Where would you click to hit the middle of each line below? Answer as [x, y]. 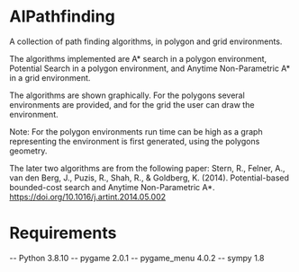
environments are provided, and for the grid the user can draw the [132, 104]
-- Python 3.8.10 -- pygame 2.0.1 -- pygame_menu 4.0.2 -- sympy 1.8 [137, 258]
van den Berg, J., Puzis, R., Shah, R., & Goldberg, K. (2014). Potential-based [149, 178]
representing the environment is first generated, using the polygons [135, 141]
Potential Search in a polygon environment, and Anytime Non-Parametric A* [150, 68]
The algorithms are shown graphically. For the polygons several [127, 95]
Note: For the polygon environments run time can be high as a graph [136, 131]
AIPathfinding [62, 17]
